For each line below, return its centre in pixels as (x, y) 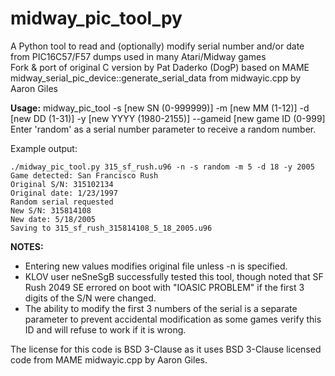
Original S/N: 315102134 (62, 184)
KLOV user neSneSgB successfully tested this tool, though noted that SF (174, 276)
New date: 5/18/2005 (53, 219)
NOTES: (27, 246)
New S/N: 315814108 (51, 210)
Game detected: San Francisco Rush (84, 175)
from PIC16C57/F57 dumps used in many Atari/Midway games (138, 56)
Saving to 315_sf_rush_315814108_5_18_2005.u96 (111, 228)
